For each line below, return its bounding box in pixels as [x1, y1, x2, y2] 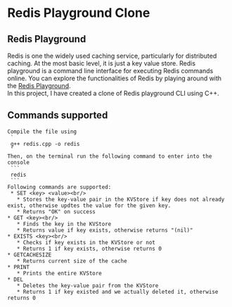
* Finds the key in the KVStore [16, 220, 112, 227]
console [7, 158, 30, 166]
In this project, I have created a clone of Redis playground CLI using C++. [7, 89, 219, 97]
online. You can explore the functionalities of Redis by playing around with [7, 74, 222, 82]
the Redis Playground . [7, 82, 71, 89]
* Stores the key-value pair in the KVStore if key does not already [16, 196, 225, 203]
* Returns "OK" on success [16, 208, 96, 215]
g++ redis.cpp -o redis [10, 140, 80, 147]
